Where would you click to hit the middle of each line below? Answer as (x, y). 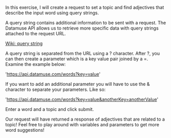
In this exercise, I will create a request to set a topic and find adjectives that (85, 7)
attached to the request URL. (36, 33)
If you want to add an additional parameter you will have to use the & (78, 84)
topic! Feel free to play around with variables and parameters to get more (82, 124)
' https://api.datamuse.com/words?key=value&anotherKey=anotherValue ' (82, 99)
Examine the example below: (36, 64)
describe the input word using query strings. (52, 13)
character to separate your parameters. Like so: (56, 89)
